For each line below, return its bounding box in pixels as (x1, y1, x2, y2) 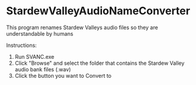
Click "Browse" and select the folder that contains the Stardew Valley (14, 59, 185, 67)
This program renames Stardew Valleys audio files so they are (6, 24, 158, 31)
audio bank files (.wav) (14, 65, 71, 73)
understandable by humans (6, 30, 73, 37)
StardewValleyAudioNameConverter (6, 4, 191, 18)
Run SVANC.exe (14, 53, 55, 60)
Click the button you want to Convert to (14, 72, 112, 79)
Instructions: (6, 42, 37, 49)
